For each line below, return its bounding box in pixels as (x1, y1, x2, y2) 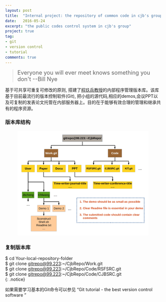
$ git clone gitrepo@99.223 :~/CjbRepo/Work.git (5, 261, 103, 266)
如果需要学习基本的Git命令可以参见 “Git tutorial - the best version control (5, 287, 153, 293)
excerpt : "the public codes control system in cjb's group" (5, 24, 132, 29)
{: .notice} (5, 276, 26, 282)
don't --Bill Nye (17, 75, 58, 82)
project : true (5, 29, 35, 34)
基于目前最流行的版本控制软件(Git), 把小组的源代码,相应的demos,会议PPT (5, 93, 154, 99)
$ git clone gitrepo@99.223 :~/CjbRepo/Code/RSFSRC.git (5, 266, 122, 272)
